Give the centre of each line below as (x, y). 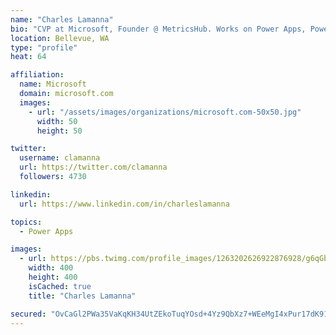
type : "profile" (44, 47)
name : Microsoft (53, 84)
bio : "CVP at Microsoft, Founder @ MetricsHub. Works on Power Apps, (158, 29)
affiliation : (37, 75)
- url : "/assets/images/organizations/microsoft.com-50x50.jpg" (165, 112)
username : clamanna (60, 158)
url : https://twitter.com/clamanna (93, 167)
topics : (26, 222)
